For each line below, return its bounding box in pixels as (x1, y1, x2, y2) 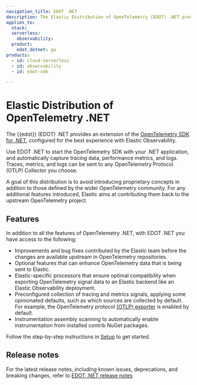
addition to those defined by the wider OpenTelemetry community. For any (6, 185, 186, 192)
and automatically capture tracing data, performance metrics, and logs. (6, 155, 178, 162)
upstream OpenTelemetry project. (6, 197, 88, 204)
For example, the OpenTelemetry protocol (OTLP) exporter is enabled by (14, 303, 189, 310)
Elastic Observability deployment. (14, 285, 96, 291)
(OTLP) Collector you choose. (6, 167, 78, 174)
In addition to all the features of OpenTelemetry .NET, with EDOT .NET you (6, 230, 185, 236)
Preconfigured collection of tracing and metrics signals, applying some (14, 291, 186, 298)
